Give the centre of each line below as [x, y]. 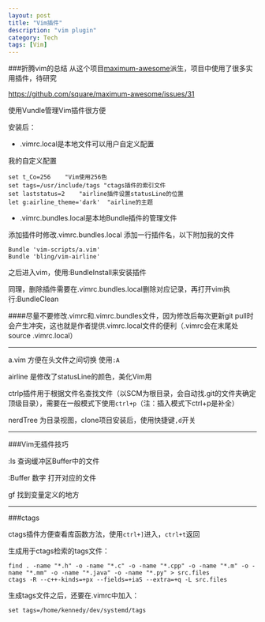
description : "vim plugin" [52, 30]
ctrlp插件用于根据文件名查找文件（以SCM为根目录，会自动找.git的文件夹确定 [132, 394]
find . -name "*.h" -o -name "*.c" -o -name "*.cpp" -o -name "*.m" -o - [132, 566]
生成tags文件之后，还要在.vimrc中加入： [74, 596]
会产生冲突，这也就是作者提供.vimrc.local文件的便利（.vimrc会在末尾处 [123, 326]
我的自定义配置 [32, 161]
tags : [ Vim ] [28, 45]
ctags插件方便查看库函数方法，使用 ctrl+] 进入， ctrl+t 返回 [104, 534]
